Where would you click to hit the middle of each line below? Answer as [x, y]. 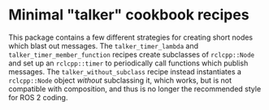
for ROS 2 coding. [38, 97]
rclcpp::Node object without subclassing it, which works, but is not [120, 80]
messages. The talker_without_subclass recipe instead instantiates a [125, 71]
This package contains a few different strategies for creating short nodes [131, 37]
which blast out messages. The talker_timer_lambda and [104, 45]
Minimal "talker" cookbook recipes [129, 15]
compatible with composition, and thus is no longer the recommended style [135, 89]
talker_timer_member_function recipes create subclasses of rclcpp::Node [131, 54]
